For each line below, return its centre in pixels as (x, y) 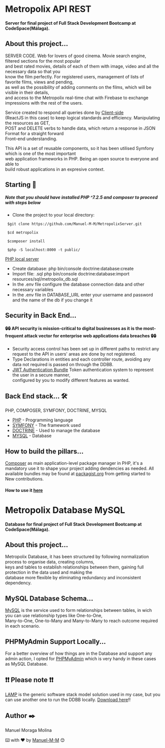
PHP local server (22, 259)
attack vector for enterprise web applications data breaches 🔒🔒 (90, 336)
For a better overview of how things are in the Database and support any (79, 653)
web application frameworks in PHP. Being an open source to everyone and (82, 158)
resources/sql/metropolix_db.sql (45, 279)
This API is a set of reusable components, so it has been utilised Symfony (80, 148)
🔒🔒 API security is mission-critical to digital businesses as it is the (74, 328)
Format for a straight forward (34, 133)
